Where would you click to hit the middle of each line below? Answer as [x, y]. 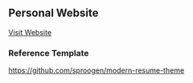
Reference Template [49, 53]
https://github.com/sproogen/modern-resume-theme [96, 70]
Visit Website [30, 32]
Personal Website [53, 13]
